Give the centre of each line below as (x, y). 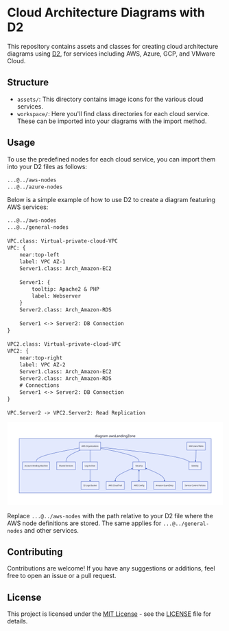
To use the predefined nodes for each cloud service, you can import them (111, 159)
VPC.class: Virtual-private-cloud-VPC (62, 241)
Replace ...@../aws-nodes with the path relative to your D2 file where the (110, 516)
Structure (28, 83)
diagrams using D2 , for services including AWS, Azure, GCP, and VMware (111, 54)
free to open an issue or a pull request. (62, 576)
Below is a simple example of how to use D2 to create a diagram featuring (111, 199)
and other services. (51, 530)
